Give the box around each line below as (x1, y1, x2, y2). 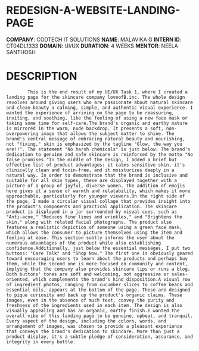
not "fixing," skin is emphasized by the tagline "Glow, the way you (6, 141, 183, 147)
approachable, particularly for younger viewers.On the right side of (6, 193, 185, 199)
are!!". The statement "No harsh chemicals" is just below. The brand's (6, 146, 191, 152)
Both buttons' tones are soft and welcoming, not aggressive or (6, 271, 169, 277)
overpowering (6, 130, 39, 137)
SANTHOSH (6, 48, 36, 55)
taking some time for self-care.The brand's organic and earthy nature (6, 120, 188, 126)
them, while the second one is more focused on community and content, (6, 261, 188, 267)
